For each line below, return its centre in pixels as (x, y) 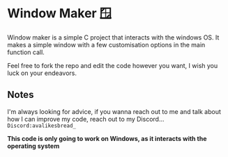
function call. (26, 52)
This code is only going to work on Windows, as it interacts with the (107, 138)
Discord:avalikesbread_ (42, 126)
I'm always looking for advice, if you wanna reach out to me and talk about (114, 111)
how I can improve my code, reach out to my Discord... (86, 119)
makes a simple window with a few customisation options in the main (106, 44)
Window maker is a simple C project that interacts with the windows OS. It (113, 37)
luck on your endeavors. (42, 73)
